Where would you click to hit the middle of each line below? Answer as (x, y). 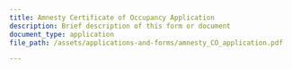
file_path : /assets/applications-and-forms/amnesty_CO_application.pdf (146, 43)
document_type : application (62, 34)
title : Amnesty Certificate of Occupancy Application (112, 17)
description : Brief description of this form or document (120, 26)
